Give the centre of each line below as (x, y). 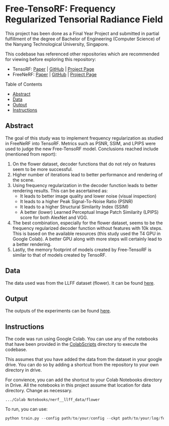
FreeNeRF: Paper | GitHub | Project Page (55, 74)
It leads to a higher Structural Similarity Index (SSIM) (74, 207)
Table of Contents (24, 84)
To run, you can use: (26, 409)
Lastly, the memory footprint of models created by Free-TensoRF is (82, 250)
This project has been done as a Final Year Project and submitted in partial (82, 33)
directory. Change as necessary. (39, 391)
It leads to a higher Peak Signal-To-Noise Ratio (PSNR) (76, 201)
